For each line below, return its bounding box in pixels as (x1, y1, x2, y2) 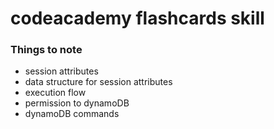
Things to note (10, 43, 83, 57)
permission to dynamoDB (24, 97, 130, 109)
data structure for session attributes (24, 76, 173, 88)
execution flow (24, 87, 87, 99)
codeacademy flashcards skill (10, 7, 265, 30)
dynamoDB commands (24, 108, 120, 120)
